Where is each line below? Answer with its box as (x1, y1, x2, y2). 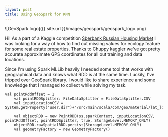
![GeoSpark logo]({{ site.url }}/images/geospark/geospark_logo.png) (5, 25, 146, 31)
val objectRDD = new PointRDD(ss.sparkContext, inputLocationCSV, (14, 113, 155, 119)
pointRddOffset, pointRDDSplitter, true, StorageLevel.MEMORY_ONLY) (5, 118, 151, 123)
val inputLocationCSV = (14, 100, 64, 105)
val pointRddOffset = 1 (5, 92, 55, 97)
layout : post (5, 7, 32, 12)
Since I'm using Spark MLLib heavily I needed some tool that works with (5, 66, 153, 72)
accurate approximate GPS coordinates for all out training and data (5, 51, 143, 57)
